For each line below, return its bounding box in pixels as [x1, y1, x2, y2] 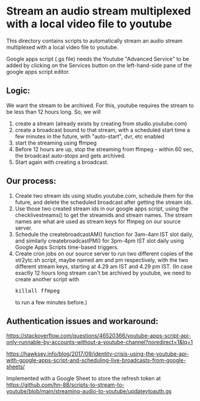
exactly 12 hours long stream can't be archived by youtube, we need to [14, 269, 192, 276]
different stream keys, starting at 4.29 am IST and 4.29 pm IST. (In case [14, 262, 193, 270]
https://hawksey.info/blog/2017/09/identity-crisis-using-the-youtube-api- [6, 350, 189, 357]
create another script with [14, 275, 80, 282]
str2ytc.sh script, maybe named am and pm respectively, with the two [14, 256, 189, 264]
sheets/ [6, 363, 25, 370]
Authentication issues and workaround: [6, 316, 158, 326]
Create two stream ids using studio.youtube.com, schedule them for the [14, 192, 194, 199]
